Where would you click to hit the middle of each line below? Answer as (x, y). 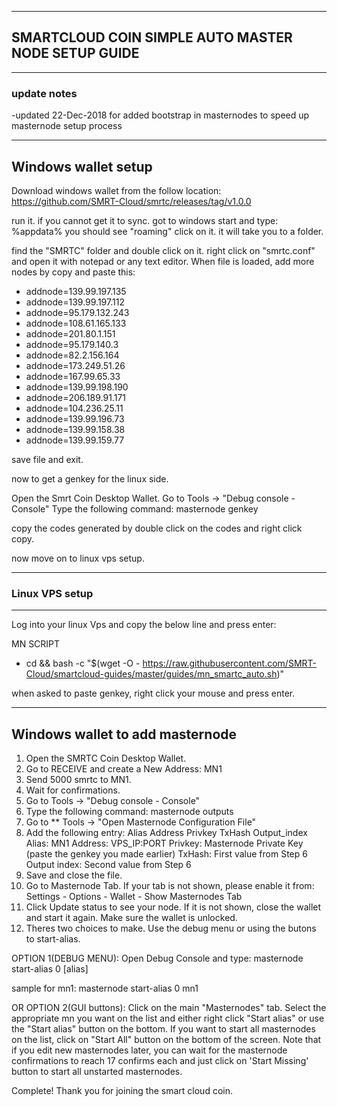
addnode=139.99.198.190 (77, 387)
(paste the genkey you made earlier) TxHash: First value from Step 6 (166, 854)
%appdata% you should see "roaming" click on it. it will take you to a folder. (167, 231)
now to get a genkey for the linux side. (90, 478)
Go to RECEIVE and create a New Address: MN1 (124, 769)
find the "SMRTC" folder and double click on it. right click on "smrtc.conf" (163, 250)
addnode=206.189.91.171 (75, 397)
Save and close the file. (74, 875)
